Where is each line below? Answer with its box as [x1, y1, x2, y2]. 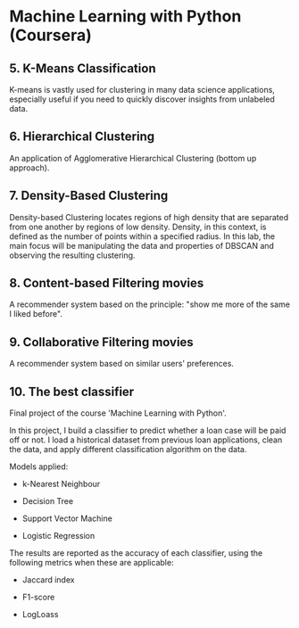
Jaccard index [21, 574, 75, 585]
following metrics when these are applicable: [9, 558, 174, 568]
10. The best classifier [9, 384, 135, 399]
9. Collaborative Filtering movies [9, 335, 194, 350]
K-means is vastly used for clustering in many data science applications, [9, 85, 275, 95]
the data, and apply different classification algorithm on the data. [9, 444, 247, 455]
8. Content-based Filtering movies [9, 276, 204, 291]
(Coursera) [9, 25, 92, 45]
